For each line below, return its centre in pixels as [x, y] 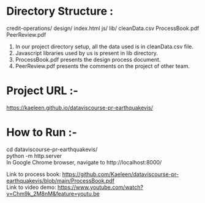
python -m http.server [34, 156]
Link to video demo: [31, 187]
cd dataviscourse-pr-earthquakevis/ [52, 149]
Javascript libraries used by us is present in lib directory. [86, 53]
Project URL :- [42, 91]
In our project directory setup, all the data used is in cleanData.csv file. [104, 46]
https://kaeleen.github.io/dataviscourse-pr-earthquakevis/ [80, 108]
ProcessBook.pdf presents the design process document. [88, 59]
